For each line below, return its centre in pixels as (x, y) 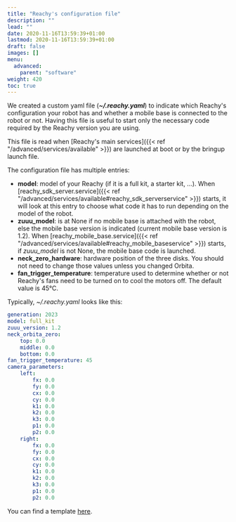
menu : (15, 60)
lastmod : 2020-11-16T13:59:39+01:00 (61, 40)
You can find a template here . (50, 511)
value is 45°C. (38, 288)
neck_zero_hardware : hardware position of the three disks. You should (120, 259)
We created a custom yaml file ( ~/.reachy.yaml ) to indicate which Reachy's (117, 105)
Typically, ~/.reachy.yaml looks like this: (65, 302)
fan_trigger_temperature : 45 (50, 360)
